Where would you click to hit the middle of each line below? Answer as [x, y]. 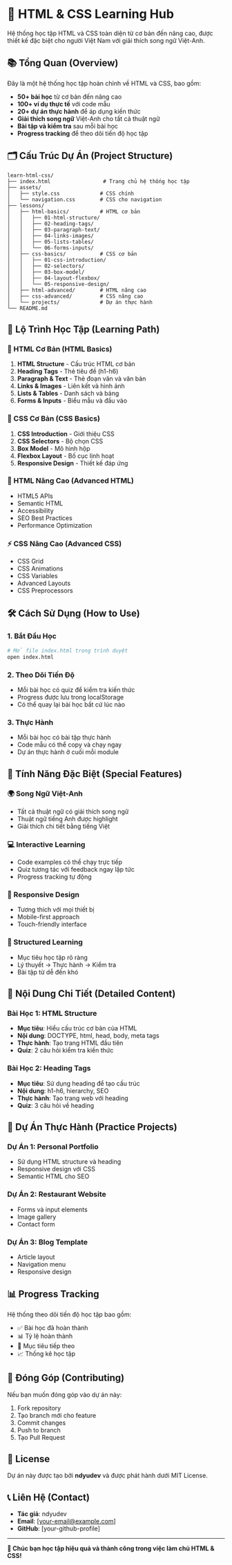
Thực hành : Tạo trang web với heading [73, 1098]
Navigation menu [41, 1265]
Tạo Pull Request [41, 1437]
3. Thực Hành [30, 722]
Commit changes [41, 1423]
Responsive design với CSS [56, 1169]
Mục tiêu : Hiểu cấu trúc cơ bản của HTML [77, 1028]
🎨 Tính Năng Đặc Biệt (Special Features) [95, 774]
